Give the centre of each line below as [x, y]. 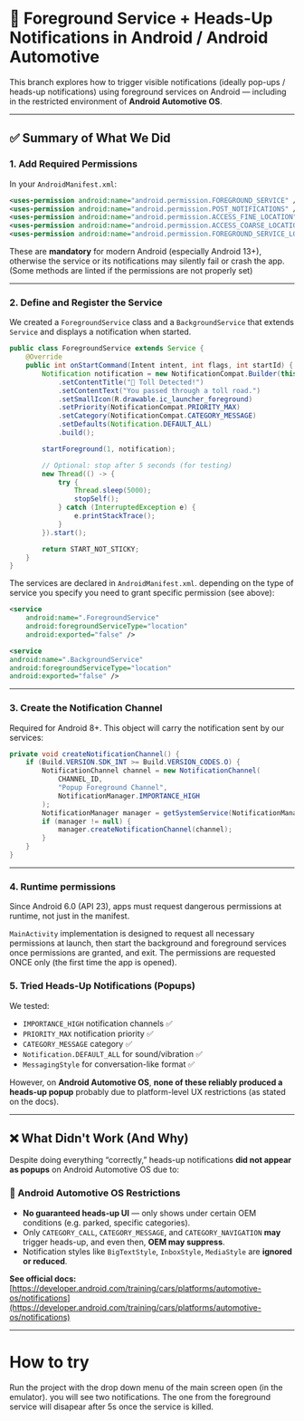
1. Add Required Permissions [74, 164]
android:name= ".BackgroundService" [76, 659]
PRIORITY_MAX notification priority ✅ [88, 1033]
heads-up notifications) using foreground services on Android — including [148, 91]
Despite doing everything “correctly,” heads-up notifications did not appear [151, 1160]
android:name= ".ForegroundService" [93, 618]
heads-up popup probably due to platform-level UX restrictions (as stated [148, 1091]
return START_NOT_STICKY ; [91, 549]
